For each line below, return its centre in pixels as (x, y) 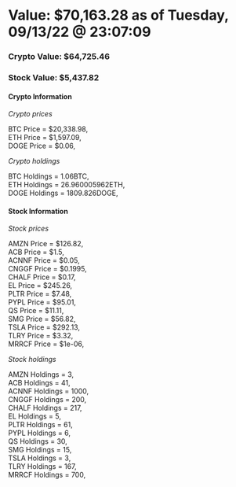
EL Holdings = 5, (34, 416)
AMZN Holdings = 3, (41, 374)
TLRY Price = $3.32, (41, 336)
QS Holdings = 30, (38, 441)
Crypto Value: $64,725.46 (59, 57)
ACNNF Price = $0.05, (44, 260)
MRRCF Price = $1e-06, (46, 344)
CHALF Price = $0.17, (42, 277)
